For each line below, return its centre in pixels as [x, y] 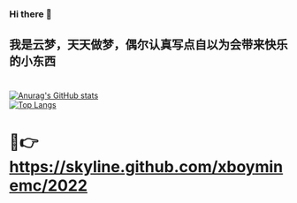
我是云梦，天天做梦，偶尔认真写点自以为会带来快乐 [148, 45]
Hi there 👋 [31, 14]
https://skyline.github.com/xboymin [146, 166]
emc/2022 [49, 185]
